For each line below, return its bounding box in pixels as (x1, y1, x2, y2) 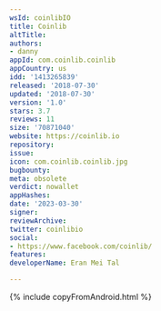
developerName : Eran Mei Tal (9, 258, 120, 268)
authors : (9, 38, 43, 48)
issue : (9, 148, 35, 157)
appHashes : (9, 191, 51, 200)
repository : (9, 140, 55, 149)
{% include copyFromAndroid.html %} (9, 292, 152, 302)
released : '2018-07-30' (9, 81, 100, 90)
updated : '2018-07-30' (9, 89, 96, 98)
